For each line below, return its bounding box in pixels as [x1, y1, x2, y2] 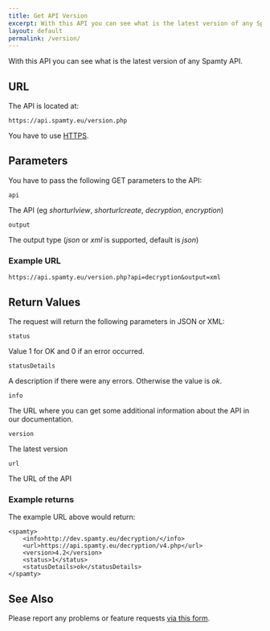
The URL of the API [8, 473, 72, 484]
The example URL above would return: [8, 513, 136, 522]
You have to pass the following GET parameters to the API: [8, 175, 202, 185]
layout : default [8, 27, 63, 35]
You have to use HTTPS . [8, 131, 89, 141]
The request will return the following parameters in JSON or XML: [8, 316, 225, 326]
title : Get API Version [8, 11, 88, 20]
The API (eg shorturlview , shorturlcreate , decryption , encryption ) [8, 205, 224, 214]
